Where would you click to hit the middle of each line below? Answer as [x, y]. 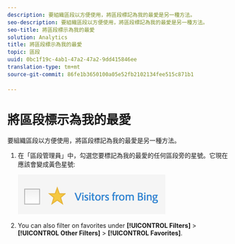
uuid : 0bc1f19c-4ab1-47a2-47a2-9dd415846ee [72, 60]
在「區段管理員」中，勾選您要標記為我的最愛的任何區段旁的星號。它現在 [122, 156]
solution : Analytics [38, 37]
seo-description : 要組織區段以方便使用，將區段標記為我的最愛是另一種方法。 [108, 22]
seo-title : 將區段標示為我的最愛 [51, 30]
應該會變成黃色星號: [46, 164]
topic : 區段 [24, 52]
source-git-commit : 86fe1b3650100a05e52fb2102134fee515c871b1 [101, 74]
